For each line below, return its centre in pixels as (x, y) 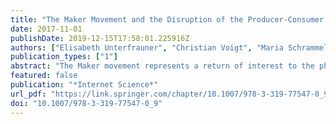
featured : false (44, 76)
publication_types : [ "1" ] (64, 57)
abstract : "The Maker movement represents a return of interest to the (162, 66)
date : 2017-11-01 (46, 29)
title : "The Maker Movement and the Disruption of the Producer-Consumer (167, 19)
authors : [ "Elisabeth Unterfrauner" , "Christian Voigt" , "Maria (147, 47)
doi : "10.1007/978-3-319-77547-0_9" (86, 103)
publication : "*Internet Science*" (84, 85)
